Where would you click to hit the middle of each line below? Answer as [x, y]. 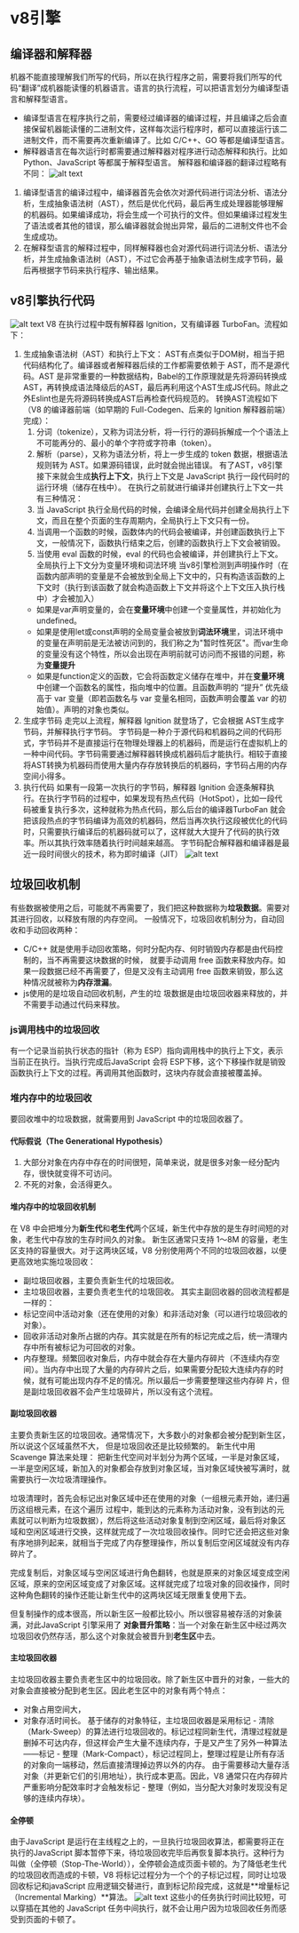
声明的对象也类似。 [98, 709]
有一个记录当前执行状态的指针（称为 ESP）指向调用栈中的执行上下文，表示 [147, 1050]
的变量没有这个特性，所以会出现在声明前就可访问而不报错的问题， [157, 653]
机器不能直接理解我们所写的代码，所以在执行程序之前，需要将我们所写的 [142, 77]
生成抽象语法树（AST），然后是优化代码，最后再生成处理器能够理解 [161, 204]
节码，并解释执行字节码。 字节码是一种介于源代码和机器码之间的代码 [148, 731]
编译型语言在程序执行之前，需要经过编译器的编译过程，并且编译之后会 [151, 118]
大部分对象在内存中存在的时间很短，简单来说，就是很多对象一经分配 [147, 1162]
